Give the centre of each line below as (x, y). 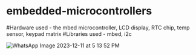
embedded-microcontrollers (79, 11)
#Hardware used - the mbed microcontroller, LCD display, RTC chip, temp (98, 27)
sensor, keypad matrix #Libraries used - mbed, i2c (69, 33)
